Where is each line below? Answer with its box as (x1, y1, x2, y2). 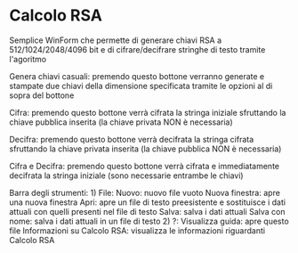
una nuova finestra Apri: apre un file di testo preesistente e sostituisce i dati (9, 197, 286, 208)
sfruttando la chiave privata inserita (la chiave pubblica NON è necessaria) (9, 143, 282, 154)
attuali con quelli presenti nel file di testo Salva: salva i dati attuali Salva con (9, 206, 286, 216)
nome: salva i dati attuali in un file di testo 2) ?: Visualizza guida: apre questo (9, 216, 289, 226)
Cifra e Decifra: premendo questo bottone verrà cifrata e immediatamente (9, 160, 280, 171)
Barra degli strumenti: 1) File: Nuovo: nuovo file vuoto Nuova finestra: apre (9, 187, 280, 198)
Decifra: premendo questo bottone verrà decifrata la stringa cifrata (9, 134, 254, 144)
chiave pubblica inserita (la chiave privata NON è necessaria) (9, 117, 233, 127)
